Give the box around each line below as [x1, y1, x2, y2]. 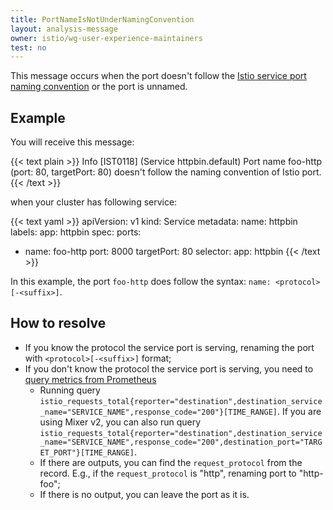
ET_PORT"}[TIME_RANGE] [39, 447, 135, 458]
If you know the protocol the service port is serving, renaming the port [24, 341, 315, 353]
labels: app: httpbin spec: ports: [10, 226, 142, 238]
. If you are [277, 405, 322, 417]
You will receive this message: [10, 136, 135, 148]
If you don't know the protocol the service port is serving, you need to [24, 362, 314, 375]
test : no [10, 42, 47, 53]
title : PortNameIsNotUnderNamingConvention [10, 14, 195, 25]
